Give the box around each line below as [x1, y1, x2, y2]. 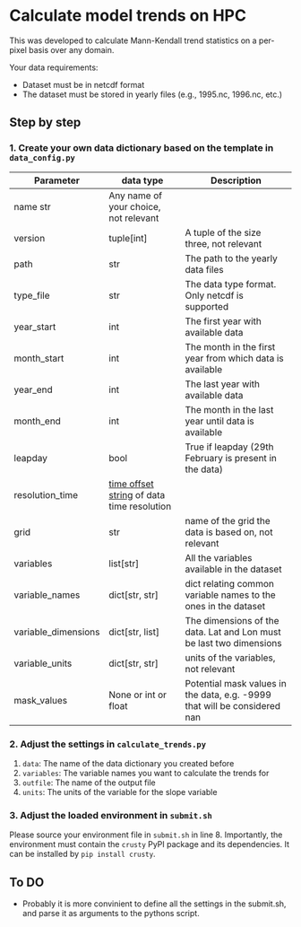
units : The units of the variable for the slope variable [21, 786, 218, 797]
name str [13, 200, 51, 213]
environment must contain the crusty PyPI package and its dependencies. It [9, 839, 289, 850]
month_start [13, 352, 64, 364]
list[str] [108, 557, 140, 570]
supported [185, 300, 229, 312]
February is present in [185, 451, 278, 464]
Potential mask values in [185, 677, 287, 689]
